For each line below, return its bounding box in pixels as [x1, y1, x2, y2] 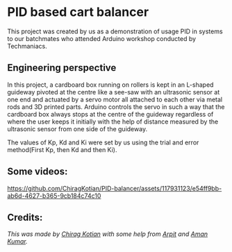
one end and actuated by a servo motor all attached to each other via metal [7, 95, 223, 103]
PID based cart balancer [7, 4, 149, 20]
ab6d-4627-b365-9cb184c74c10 [7, 192, 101, 200]
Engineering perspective [7, 62, 117, 74]
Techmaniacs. [7, 42, 47, 50]
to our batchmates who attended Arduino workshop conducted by [7, 34, 197, 42]
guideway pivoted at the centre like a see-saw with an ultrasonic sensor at [7, 87, 220, 96]
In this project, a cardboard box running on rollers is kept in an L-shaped [7, 81, 214, 89]
